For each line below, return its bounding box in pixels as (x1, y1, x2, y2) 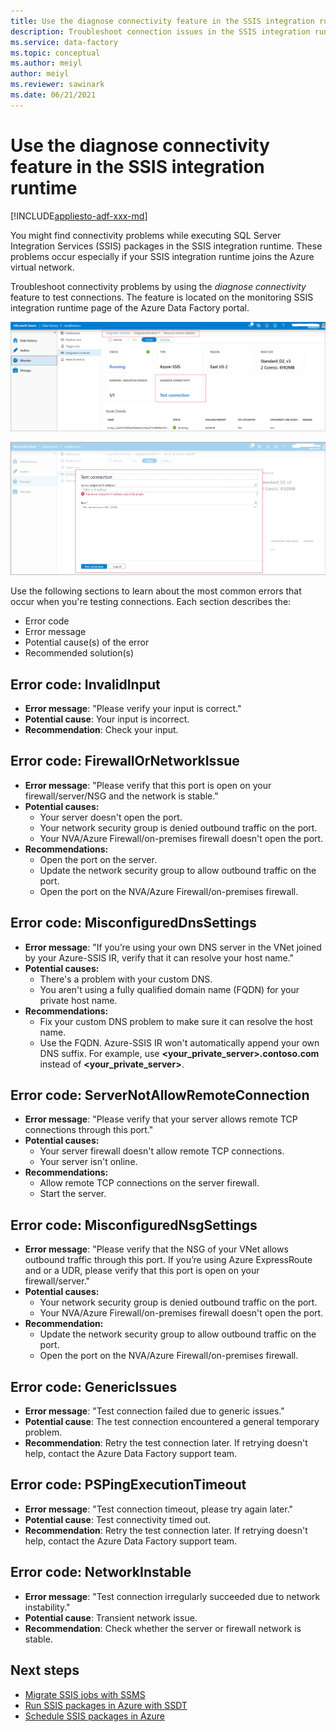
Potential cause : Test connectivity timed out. (24, 1513, 212, 1525)
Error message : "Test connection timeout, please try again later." (24, 1503, 294, 1515)
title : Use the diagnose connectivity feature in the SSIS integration (10, 16, 315, 26)
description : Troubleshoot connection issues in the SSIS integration (10, 26, 311, 37)
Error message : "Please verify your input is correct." (24, 703, 242, 715)
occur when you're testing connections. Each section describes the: (10, 596, 292, 608)
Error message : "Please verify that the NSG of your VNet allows (24, 1243, 289, 1255)
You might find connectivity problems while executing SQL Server (10, 229, 282, 241)
